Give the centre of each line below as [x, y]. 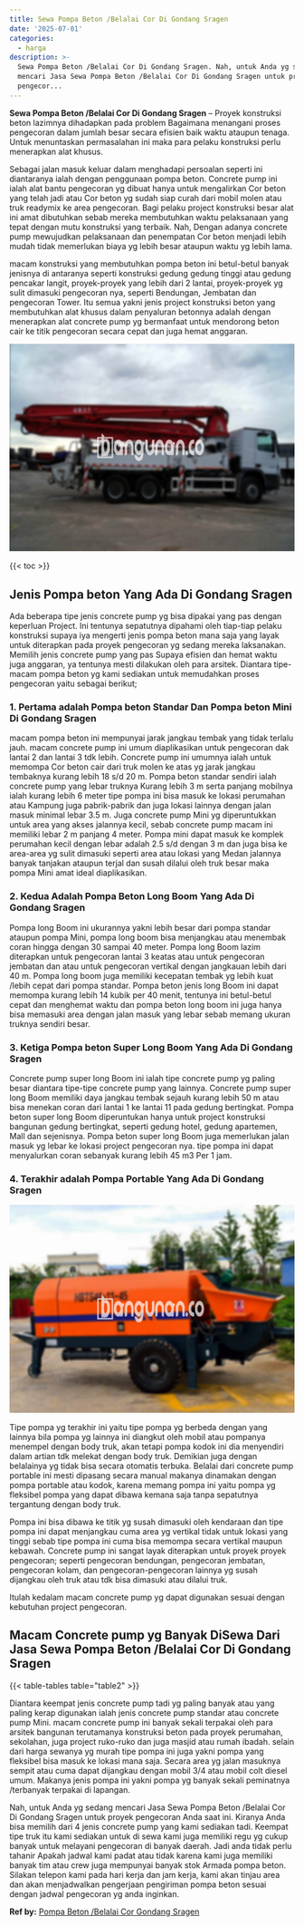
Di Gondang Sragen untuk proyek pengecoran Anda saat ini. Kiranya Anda [147, 1816]
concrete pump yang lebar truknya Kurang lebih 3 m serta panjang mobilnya [152, 786]
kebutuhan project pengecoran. [68, 1607]
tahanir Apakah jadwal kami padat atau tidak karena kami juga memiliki [141, 1855]
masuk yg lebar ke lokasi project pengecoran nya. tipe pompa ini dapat [142, 1146]
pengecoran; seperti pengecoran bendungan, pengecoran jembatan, [138, 1560]
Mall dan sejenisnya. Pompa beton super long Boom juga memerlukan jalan [149, 1136]
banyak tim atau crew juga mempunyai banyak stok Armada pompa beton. [148, 1865]
